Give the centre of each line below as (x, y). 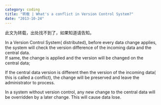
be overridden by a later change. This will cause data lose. (63, 97)
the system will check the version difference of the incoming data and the (78, 48)
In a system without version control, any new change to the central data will (80, 92)
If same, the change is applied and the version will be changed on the (74, 58)
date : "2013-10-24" (25, 18)
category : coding (22, 9)
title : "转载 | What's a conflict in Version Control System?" (69, 14)
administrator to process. (30, 83)
